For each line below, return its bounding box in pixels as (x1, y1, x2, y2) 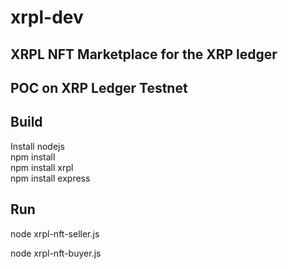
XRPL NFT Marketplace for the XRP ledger (10, 46, 278, 63)
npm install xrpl (10, 161, 74, 173)
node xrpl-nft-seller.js (10, 227, 100, 240)
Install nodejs (10, 140, 65, 152)
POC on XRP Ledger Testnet (10, 79, 188, 96)
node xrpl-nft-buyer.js (10, 247, 102, 259)
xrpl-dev (10, 6, 84, 29)
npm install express (10, 172, 91, 184)
